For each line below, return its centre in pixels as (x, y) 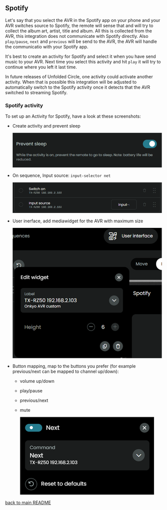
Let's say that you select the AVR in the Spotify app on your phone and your (83, 20)
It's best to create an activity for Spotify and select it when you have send (81, 56)
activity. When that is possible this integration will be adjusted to (71, 82)
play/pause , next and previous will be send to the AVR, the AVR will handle (81, 41)
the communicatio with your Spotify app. (47, 46)
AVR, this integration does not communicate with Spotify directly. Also (77, 36)
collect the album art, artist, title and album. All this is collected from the (79, 31)
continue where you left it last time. (41, 67)
